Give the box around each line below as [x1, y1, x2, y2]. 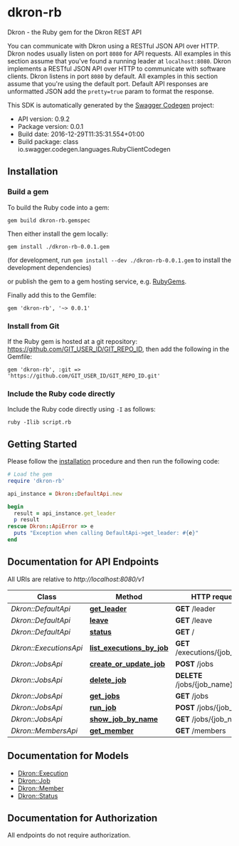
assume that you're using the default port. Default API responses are [7, 79, 208, 88]
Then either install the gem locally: [7, 229, 109, 238]
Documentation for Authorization [7, 812, 158, 824]
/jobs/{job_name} [175, 679, 233, 689]
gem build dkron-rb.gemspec [7, 216, 91, 224]
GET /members [175, 726, 226, 736]
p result [14, 516, 40, 523]
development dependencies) [7, 263, 92, 271]
